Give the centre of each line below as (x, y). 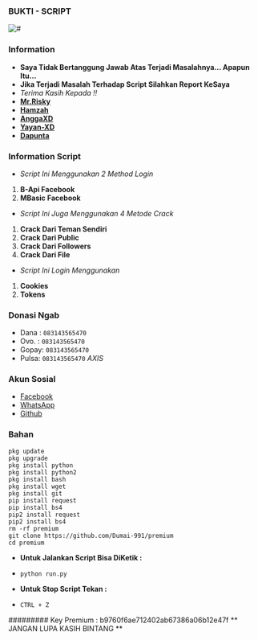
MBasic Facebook (50, 198)
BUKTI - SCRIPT (40, 11)
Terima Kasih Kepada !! (58, 92)
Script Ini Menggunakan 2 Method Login (87, 174)
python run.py (43, 574)
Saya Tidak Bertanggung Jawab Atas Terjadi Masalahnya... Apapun (135, 67)
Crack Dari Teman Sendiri (63, 229)
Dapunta (34, 135)
